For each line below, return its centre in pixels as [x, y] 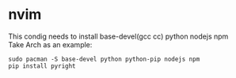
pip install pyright [42, 66]
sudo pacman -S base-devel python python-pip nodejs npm [104, 59]
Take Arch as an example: [50, 44]
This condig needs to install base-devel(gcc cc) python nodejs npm [118, 36]
